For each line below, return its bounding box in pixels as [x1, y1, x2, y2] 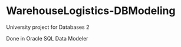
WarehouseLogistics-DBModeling [6, 4, 176, 18]
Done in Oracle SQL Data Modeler [6, 35, 88, 42]
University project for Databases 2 [6, 23, 90, 31]
